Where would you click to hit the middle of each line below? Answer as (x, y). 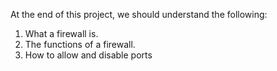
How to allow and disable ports (88, 55)
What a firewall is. (61, 33)
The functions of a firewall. (80, 44)
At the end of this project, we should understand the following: (139, 14)
